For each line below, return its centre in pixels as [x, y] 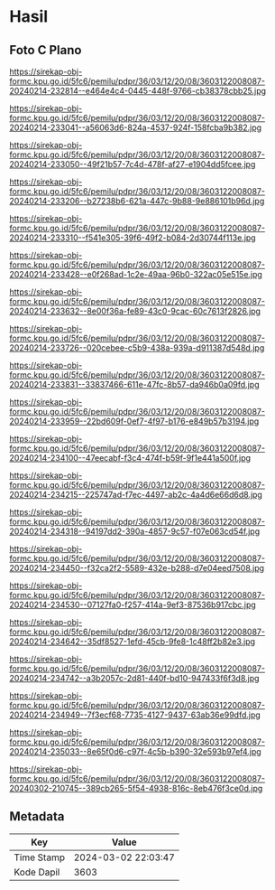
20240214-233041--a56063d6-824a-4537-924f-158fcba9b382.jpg [136, 127]
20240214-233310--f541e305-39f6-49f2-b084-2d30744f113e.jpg [133, 238]
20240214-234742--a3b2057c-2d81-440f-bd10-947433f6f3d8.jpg [134, 678]
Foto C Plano [46, 50]
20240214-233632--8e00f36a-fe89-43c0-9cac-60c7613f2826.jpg [135, 311]
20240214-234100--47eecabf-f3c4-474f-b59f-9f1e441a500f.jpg [130, 458]
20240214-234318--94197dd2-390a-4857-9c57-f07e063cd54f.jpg [135, 531]
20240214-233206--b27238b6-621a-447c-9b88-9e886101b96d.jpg [137, 201]
